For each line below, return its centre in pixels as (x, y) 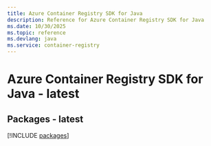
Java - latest (43, 94)
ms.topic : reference (37, 33)
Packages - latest (45, 119)
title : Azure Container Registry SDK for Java (75, 13)
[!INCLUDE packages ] (38, 135)
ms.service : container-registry (53, 45)
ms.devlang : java (32, 39)
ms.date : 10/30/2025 (37, 26)
